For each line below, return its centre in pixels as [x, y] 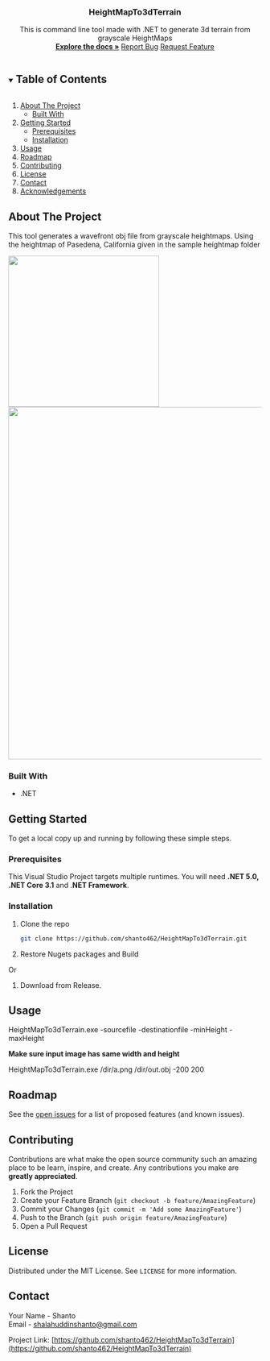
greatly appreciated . [43, 1176]
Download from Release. [61, 985]
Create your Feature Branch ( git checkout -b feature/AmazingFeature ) [138, 1200]
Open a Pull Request [54, 1226]
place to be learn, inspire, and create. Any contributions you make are [124, 1168]
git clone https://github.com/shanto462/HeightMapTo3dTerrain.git [133, 938]
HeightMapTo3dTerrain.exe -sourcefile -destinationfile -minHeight [118, 1030]
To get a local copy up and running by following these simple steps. [120, 838]
